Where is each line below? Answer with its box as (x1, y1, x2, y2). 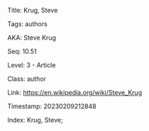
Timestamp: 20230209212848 (7, 102, 97, 110)
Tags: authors (7, 20, 48, 28)
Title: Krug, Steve (7, 6, 58, 14)
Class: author (7, 74, 46, 83)
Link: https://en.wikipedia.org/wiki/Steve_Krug (7, 89, 143, 96)
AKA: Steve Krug (7, 33, 57, 42)
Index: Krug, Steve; (7, 116, 63, 124)
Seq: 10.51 (7, 47, 37, 55)
